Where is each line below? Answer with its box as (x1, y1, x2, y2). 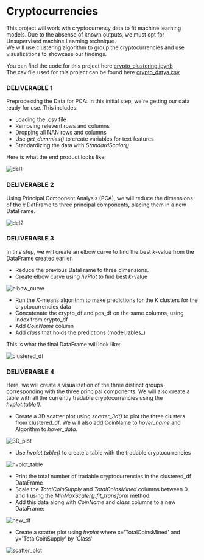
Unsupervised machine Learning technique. (6, 37, 116, 44)
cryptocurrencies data (15, 303, 71, 310)
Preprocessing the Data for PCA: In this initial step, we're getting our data (6, 97, 190, 105)
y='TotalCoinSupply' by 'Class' (15, 535, 93, 542)
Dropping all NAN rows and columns (15, 129, 107, 136)
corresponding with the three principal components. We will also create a (6, 388, 190, 395)
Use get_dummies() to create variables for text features (15, 135, 154, 142)
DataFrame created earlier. (6, 254, 74, 262)
